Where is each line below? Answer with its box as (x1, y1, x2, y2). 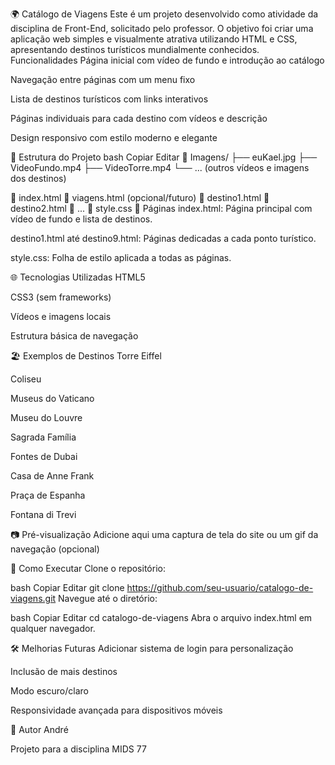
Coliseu (10, 373, 42, 385)
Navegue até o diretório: (58, 593, 158, 604)
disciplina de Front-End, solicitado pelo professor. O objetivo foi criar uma (10, 23, 314, 34)
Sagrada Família (10, 431, 77, 443)
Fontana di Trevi (10, 509, 77, 520)
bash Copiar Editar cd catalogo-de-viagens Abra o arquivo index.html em (10, 612, 313, 623)
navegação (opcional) (10, 543, 100, 555)
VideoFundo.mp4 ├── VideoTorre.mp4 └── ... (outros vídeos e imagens (10, 162, 310, 173)
